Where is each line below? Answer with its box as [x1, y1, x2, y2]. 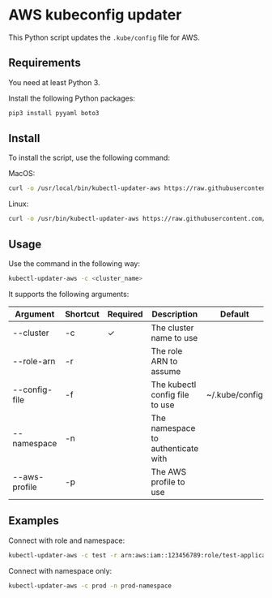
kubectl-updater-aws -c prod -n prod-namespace [8, 582, 172, 590]
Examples [8, 514, 59, 528]
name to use [151, 332, 198, 343]
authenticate [151, 442, 199, 454]
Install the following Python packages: [8, 93, 136, 103]
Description [151, 308, 198, 320]
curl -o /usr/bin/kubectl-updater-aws [8, 215, 139, 223]
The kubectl [151, 379, 197, 390]
